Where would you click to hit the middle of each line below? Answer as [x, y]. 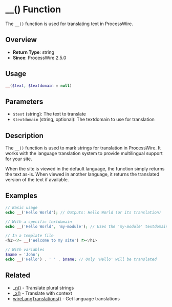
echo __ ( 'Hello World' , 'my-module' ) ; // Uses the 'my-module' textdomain [87, 226]
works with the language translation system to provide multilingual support [84, 153]
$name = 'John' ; [23, 255]
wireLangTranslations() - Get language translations [66, 298]
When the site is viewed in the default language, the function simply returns [85, 169]
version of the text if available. [37, 180]
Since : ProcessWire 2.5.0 [39, 57]
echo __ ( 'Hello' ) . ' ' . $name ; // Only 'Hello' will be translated [81, 259]
